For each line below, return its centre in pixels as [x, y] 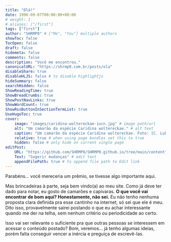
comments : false [22, 57]
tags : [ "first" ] [22, 29]
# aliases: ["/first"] [29, 24]
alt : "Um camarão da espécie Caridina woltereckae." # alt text [84, 128]
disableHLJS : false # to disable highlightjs [54, 76]
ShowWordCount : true [27, 105]
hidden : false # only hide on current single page [69, 143]
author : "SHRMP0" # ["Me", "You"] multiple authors [61, 34]
